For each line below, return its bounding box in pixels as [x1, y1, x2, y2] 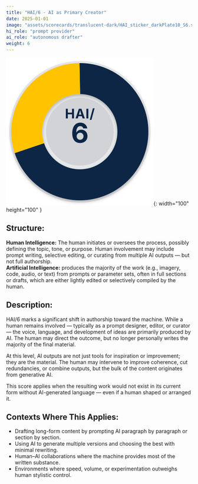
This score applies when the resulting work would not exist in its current [6, 382, 181, 390]
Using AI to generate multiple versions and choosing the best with [14, 440, 175, 447]
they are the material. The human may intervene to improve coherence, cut [6, 358, 188, 365]
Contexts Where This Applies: [6, 412, 119, 422]
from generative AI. [6, 371, 53, 378]
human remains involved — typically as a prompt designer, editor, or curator [6, 322, 190, 329]
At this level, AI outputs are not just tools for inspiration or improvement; [6, 352, 181, 359]
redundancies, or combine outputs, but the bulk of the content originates [6, 365, 183, 372]
